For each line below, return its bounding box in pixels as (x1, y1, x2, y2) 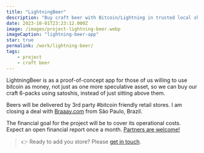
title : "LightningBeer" (6, 8, 67, 15)
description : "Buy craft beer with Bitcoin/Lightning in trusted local (6, 15, 191, 21)
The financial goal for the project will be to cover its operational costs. (6, 119, 181, 126)
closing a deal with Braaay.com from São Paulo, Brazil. (6, 107, 143, 115)
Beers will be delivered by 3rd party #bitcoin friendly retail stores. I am (6, 101, 182, 108)
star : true (6, 37, 34, 43)
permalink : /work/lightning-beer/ (6, 43, 94, 49)
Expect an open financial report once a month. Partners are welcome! (6, 126, 180, 133)
